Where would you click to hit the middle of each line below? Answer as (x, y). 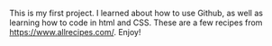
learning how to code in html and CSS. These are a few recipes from (136, 23)
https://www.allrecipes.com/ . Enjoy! (75, 32)
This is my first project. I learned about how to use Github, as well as (136, 13)
